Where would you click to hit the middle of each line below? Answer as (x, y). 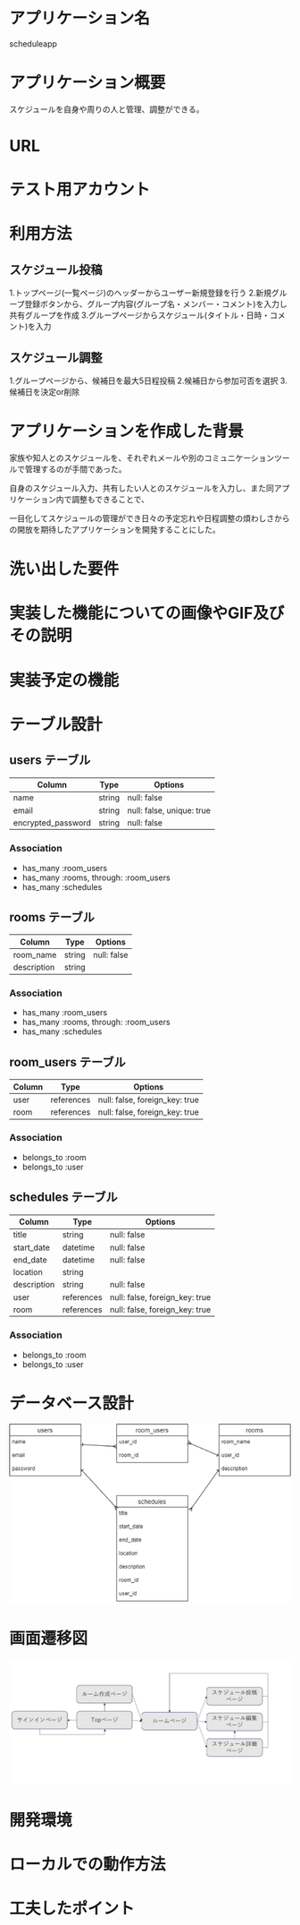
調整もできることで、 (110, 499)
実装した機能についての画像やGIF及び (147, 613)
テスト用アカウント (80, 190)
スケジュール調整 (56, 358)
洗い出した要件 (64, 569)
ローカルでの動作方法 (88, 1865)
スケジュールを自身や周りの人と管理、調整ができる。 (107, 109)
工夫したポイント (72, 1909)
